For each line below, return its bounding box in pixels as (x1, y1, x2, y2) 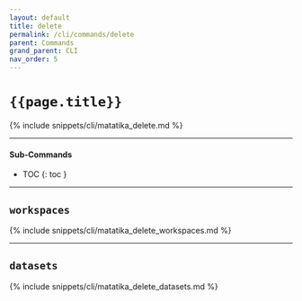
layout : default (9, 13, 70, 22)
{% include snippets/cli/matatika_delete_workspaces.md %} (9, 225, 232, 235)
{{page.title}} (9, 93, 123, 111)
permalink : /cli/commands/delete (9, 30, 135, 39)
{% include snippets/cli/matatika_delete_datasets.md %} (9, 280, 218, 292)
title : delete (9, 22, 63, 31)
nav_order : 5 (9, 55, 58, 64)
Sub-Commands (9, 149, 73, 160)
